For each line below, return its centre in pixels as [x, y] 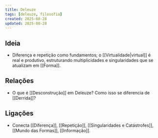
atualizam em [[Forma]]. [36, 66]
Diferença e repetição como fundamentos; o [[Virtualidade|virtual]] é [81, 55]
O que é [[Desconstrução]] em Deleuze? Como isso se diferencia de [81, 93]
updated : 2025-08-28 [26, 23]
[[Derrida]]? [24, 98]
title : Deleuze [21, 10]
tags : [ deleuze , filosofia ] [34, 14]
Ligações [19, 113]
